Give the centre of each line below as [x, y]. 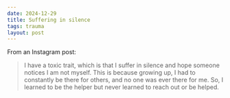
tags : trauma [26, 26]
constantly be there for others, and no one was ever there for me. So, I [124, 80]
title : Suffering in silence [49, 20]
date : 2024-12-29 [32, 13]
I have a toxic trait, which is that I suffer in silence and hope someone [122, 65]
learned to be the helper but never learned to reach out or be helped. [122, 87]
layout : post [26, 33]
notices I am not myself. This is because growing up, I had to [110, 73]
